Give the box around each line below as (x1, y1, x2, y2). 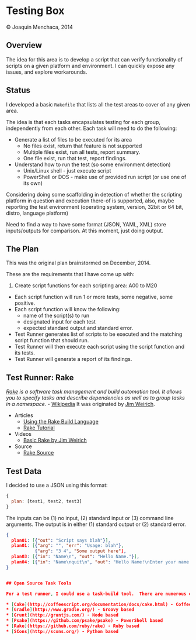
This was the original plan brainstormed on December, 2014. (6, 259, 151, 267)
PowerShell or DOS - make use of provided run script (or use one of (23, 173, 187, 180)
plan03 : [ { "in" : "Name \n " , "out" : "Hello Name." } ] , (11, 554, 140, 560)
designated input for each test (23, 318, 96, 325)
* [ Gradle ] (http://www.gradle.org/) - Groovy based (6, 607, 134, 613)
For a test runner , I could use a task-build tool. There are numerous (6, 591, 187, 597)
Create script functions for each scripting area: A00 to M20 (14, 282, 157, 289)
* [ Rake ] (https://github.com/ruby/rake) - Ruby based (6, 623, 140, 629)
